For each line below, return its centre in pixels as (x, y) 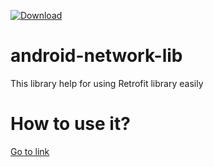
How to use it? (70, 124)
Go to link (30, 151)
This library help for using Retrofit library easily (107, 83)
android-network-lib (96, 56)
